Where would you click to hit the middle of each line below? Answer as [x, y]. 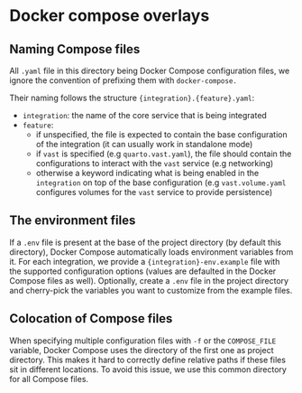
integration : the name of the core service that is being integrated [145, 115]
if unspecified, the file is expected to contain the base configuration [161, 135]
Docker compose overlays [110, 16]
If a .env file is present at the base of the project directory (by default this [146, 242]
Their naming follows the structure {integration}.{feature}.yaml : [132, 98]
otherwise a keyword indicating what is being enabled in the [147, 173]
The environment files [73, 221]
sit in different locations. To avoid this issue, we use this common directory [148, 369]
